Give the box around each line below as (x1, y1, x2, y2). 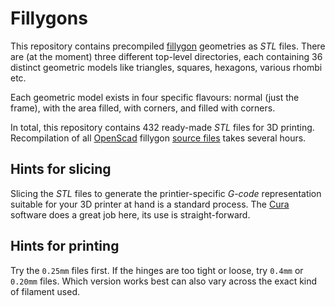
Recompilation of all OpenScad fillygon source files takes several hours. (10, 132, 307, 144)
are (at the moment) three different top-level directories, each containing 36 (10, 50, 323, 62)
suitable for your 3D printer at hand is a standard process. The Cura (10, 198, 290, 210)
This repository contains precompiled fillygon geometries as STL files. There (10, 40, 326, 52)
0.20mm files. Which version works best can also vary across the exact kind (10, 275, 318, 287)
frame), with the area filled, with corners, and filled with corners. (10, 102, 276, 114)
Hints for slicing (10, 161, 112, 178)
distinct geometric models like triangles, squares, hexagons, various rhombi (10, 61, 323, 73)
